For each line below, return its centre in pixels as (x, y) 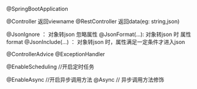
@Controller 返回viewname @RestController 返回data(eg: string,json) (93, 21)
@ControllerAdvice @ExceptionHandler (56, 54)
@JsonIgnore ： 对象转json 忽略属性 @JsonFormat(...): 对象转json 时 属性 (99, 34)
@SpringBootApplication (37, 9)
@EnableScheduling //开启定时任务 (50, 67)
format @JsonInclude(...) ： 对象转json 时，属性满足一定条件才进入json (96, 42)
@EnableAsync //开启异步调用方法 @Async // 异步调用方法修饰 (85, 80)
